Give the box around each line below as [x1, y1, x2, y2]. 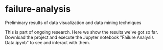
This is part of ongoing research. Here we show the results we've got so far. [5, 29, 158, 35]
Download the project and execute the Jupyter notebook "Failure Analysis [5, 34, 154, 40]
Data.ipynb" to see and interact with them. [5, 39, 91, 45]
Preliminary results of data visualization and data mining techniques [5, 20, 141, 25]
